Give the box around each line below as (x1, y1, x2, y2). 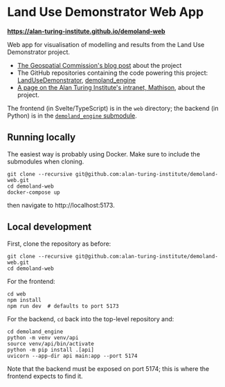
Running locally (7, 132, 76, 143)
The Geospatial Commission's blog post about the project (17, 61, 182, 69)
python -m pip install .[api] (7, 346, 95, 353)
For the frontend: (7, 277, 55, 285)
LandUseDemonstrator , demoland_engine (17, 75, 136, 84)
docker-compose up (7, 188, 60, 196)
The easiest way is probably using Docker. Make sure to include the (7, 150, 201, 158)
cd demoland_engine (7, 328, 64, 335)
